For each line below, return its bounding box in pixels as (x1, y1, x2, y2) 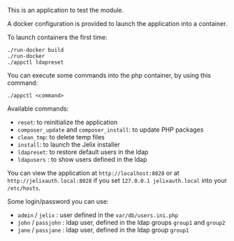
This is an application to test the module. (7, 6, 124, 14)
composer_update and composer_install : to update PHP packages (17, 125, 204, 134)
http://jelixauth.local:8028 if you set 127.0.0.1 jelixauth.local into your (7, 177, 227, 184)
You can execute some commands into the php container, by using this (7, 71, 212, 79)
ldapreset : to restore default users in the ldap (17, 148, 149, 156)
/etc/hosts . (7, 184, 41, 192)
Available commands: (7, 104, 69, 113)
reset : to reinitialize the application (17, 118, 118, 126)
